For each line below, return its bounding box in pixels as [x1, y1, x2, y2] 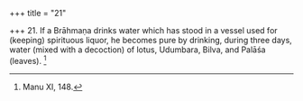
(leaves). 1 [9, 54, 47, 66]
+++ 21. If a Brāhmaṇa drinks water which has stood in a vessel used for [9, 25, 278, 35]
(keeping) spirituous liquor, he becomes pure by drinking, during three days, [9, 35, 293, 45]
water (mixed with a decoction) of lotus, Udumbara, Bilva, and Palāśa [9, 44, 266, 55]
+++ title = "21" [9, 8, 67, 18]
